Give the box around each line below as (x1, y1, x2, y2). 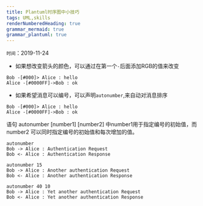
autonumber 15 (6, 162, 43, 169)
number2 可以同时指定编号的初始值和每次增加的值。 (6, 128, 138, 135)
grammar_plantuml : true (6, 32, 67, 38)
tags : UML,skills (6, 15, 51, 21)
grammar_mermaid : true (6, 26, 64, 32)
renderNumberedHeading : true (6, 20, 81, 26)
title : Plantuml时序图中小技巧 (6, 9, 79, 15)
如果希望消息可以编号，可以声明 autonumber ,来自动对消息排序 (15, 91, 168, 99)
